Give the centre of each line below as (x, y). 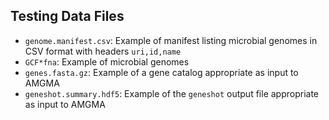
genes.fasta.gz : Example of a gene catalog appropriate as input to (161, 72)
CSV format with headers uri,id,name (103, 51)
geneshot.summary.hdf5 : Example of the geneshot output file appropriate (172, 93)
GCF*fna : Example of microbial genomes (107, 61)
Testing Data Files (67, 16)
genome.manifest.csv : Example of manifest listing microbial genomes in (171, 40)
